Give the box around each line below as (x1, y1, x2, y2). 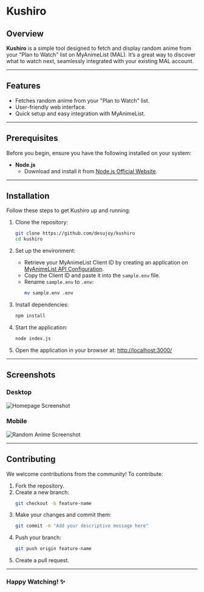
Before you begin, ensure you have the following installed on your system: (6, 149, 192, 156)
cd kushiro (15, 236, 43, 243)
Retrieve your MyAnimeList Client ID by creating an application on (24, 259, 188, 266)
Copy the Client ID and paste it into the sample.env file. (24, 272, 161, 279)
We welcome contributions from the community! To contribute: (6, 470, 163, 478)
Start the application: (15, 323, 68, 331)
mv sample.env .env (24, 290, 74, 296)
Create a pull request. (15, 557, 70, 564)
